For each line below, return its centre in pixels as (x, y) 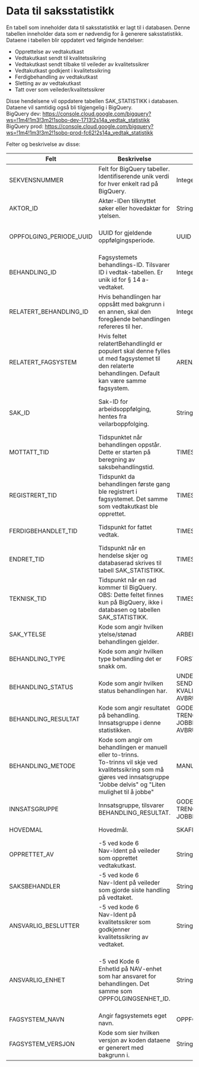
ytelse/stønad (118, 634)
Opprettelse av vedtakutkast (49, 51)
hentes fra (113, 416)
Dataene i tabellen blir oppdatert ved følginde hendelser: (75, 40)
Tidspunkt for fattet (125, 527)
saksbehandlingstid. (126, 467)
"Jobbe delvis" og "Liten (132, 784)
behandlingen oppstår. (130, 444)
